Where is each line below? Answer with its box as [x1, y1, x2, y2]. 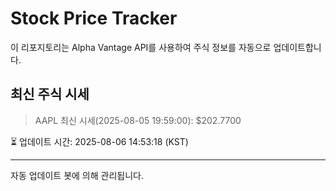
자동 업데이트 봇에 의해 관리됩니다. [10, 169, 144, 181]
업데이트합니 [273, 41, 322, 53]
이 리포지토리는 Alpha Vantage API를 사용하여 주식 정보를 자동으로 [10, 41, 272, 53]
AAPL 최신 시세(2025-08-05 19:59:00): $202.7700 [34, 114, 242, 126]
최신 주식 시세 [10, 86, 90, 103]
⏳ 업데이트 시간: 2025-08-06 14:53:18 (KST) [10, 135, 189, 147]
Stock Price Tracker [10, 7, 178, 30]
